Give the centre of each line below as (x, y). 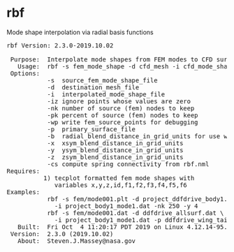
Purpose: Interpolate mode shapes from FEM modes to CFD (112, 59)
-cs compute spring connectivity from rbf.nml (128, 164)
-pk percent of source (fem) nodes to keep (123, 115)
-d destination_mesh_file (93, 87)
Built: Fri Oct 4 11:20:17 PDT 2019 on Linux (101, 227)
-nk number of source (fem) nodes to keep (121, 108)
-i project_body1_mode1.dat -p (108, 220)
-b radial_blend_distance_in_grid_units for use (134, 136)
